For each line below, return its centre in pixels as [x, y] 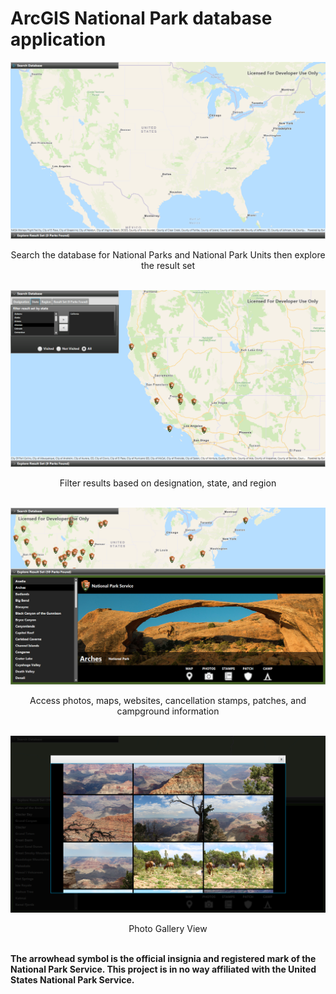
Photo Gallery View [168, 928]
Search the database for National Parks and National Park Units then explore [168, 254]
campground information [168, 711]
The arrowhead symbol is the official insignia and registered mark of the [163, 958]
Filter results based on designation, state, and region [168, 483]
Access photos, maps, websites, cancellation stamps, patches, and [168, 700]
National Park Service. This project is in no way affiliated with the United [163, 969]
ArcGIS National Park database [141, 18]
